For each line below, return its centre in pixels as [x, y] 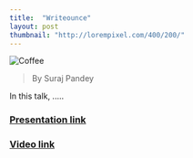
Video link [32, 144]
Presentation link [48, 120]
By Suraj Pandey [62, 79]
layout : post [34, 26]
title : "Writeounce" [51, 18]
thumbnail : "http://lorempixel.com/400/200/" [97, 35]
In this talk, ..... [37, 96]
